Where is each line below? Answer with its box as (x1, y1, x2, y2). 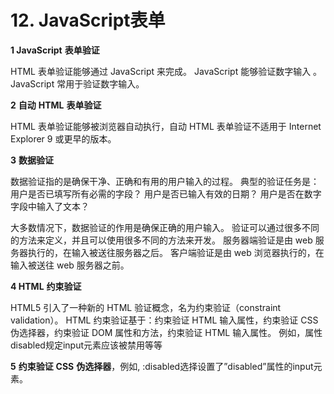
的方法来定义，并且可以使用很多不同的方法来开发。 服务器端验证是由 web (10, 234, 313, 246)
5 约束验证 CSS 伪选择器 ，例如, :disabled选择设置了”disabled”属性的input (10, 360, 314, 372)
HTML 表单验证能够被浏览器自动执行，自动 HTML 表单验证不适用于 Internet (10, 120, 322, 132)
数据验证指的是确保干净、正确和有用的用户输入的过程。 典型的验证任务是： (10, 175, 320, 187)
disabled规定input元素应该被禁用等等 (10, 339, 163, 351)
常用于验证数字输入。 (56, 77, 145, 90)
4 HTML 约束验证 (10, 280, 82, 292)
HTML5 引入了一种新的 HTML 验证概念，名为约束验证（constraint (10, 301, 282, 313)
